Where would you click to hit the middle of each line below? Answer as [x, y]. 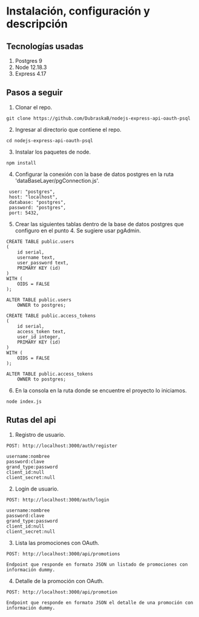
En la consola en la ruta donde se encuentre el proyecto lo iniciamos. [101, 390]
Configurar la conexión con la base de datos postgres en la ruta [94, 174]
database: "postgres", [38, 202]
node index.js [24, 401]
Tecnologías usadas [45, 46]
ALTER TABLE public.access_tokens [50, 374]
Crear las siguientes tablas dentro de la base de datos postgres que [99, 224]
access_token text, [42, 331]
